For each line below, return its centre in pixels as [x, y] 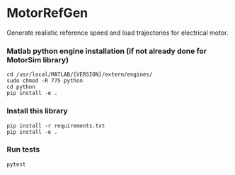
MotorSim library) [38, 60]
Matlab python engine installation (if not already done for [107, 51]
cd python [21, 87]
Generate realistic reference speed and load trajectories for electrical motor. [117, 33]
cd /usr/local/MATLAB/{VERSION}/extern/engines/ [80, 75]
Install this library [37, 111]
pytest [16, 164]
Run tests [23, 149]
